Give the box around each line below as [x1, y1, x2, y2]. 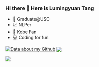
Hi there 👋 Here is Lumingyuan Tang [5, 5, 94, 12]
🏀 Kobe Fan [12, 29, 37, 35]
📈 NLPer [12, 22, 32, 28]
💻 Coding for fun [12, 35, 49, 41]
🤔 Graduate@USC [12, 16, 50, 22]
